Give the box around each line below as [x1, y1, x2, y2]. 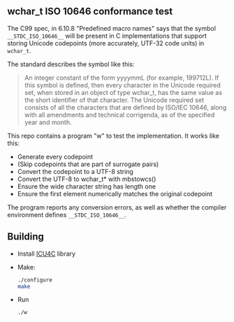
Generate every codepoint [17, 152, 93, 161]
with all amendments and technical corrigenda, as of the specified [24, 110, 215, 119]
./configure [17, 276, 52, 284]
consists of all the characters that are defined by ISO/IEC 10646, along [24, 103, 227, 111]
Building [7, 230, 44, 243]
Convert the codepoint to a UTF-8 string [17, 167, 134, 175]
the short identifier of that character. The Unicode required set [24, 96, 204, 104]
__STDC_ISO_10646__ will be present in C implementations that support [7, 31, 207, 40]
